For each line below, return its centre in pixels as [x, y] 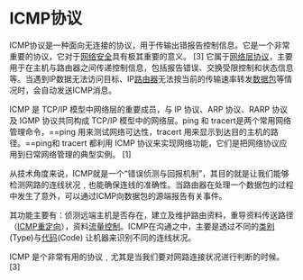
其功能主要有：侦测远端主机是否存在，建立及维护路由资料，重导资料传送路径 [151, 215]
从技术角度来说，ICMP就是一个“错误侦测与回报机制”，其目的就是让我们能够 [149, 173]
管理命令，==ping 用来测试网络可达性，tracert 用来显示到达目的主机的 [140, 131]
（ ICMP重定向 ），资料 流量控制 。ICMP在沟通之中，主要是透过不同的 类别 [142, 226]
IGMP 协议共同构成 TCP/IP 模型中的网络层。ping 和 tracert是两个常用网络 [155, 120]
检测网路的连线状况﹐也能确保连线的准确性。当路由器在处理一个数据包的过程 [151, 185]
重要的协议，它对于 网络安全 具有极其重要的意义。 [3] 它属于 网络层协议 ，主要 [151, 56]
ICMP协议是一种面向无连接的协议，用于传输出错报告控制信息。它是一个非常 [150, 45]
